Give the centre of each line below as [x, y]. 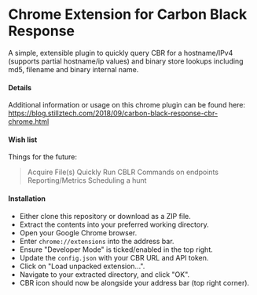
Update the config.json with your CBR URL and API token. [114, 257]
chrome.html [29, 122]
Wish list [23, 140]
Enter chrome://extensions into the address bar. [97, 241]
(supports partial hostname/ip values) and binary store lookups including [126, 61]
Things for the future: [42, 157]
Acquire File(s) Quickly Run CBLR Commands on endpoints [123, 172]
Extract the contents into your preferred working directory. [114, 224]
